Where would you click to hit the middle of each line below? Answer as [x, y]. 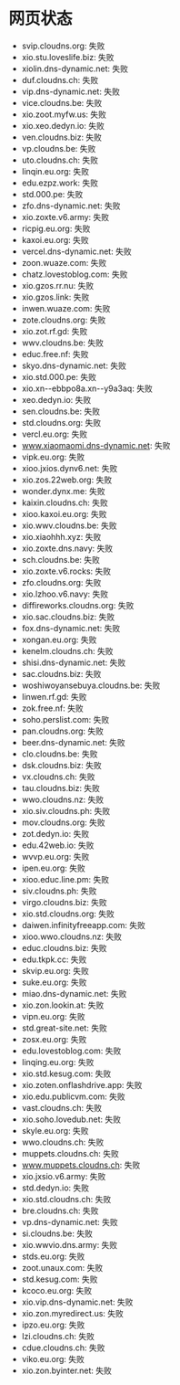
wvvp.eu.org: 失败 [55, 856]
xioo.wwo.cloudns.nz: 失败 [72, 936]
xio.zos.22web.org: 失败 [67, 480]
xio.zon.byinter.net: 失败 [67, 1370]
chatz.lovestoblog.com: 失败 [75, 274]
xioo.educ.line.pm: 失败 [65, 879]
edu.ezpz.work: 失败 [60, 183]
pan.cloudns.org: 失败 [62, 731]
